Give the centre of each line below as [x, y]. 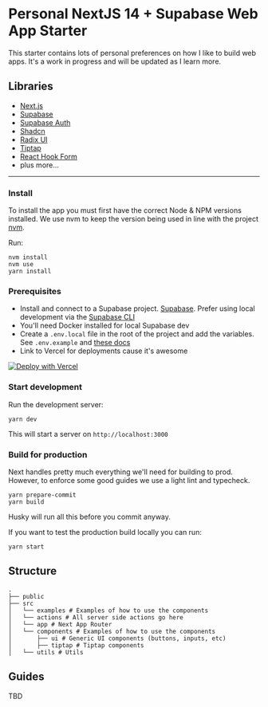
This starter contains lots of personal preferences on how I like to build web [132, 53]
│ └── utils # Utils [46, 652]
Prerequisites [35, 291]
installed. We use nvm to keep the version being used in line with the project [134, 219]
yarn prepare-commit [43, 495]
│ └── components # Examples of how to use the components [112, 631]
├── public [26, 596]
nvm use [21, 265]
